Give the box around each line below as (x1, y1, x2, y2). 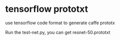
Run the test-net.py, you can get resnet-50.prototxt (5, 29, 110, 35)
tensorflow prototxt (5, 3, 88, 15)
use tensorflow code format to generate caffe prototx (5, 20, 115, 26)
